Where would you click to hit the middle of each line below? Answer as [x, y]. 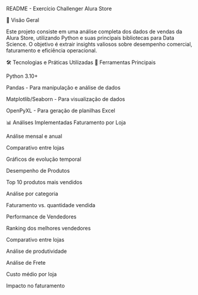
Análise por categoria [32, 194]
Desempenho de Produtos [38, 171]
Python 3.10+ [22, 76]
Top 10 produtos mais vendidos [44, 182]
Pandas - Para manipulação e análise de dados [64, 88]
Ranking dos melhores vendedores [48, 228]
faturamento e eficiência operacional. [52, 50]
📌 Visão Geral [23, 20]
